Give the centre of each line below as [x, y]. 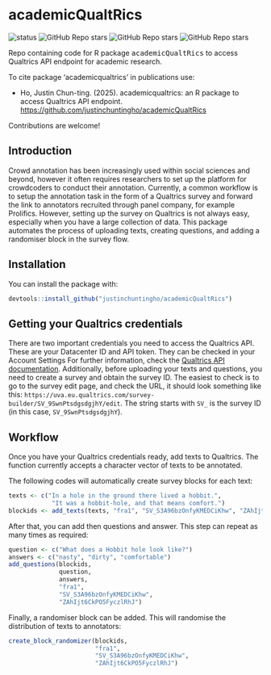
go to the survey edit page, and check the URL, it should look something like [135, 386]
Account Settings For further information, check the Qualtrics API [117, 360]
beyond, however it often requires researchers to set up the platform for [128, 178]
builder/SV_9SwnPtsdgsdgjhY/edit [65, 404]
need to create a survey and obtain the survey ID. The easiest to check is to [134, 378]
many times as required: [48, 535]
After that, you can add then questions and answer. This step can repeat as [133, 526]
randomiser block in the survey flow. [69, 239]
